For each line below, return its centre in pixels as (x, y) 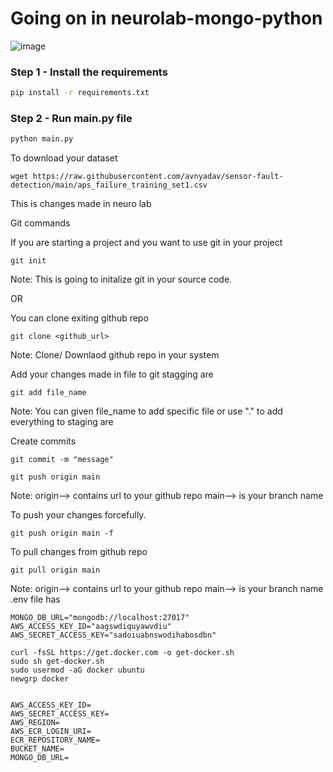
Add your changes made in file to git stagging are (112, 374)
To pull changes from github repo (79, 552)
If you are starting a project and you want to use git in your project (146, 243)
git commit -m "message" (62, 460)
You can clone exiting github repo (79, 318)
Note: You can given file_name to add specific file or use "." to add (146, 411)
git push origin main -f (62, 533)
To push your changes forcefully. (78, 515)
